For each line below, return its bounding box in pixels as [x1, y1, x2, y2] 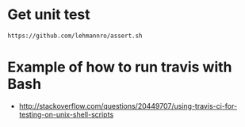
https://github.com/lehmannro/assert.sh [7, 32, 144, 40]
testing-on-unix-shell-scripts [18, 110, 114, 119]
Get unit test [7, 6, 90, 24]
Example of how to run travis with [7, 58, 232, 76]
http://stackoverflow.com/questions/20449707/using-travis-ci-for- [18, 101, 238, 110]
